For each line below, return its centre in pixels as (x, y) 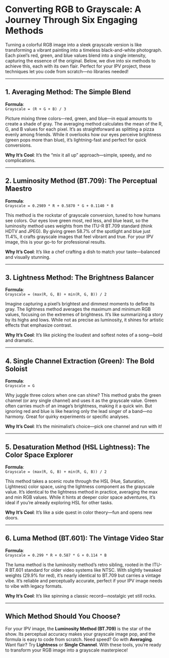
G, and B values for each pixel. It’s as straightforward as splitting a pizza (80, 129)
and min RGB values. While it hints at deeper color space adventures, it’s (80, 497)
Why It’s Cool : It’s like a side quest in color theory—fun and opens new (79, 512)
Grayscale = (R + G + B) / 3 (36, 109)
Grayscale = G (20, 386)
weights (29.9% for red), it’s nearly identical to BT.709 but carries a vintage (83, 575)
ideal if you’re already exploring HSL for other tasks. (59, 502)
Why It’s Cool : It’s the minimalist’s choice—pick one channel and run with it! (84, 427)
